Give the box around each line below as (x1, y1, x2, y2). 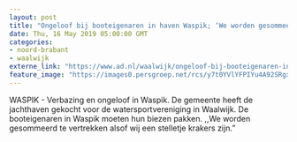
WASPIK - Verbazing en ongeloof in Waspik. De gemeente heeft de (9, 94, 254, 105)
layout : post (9, 12, 57, 22)
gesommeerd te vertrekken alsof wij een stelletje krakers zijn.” (9, 123, 236, 133)
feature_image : (9, 71, 65, 79)
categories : (9, 37, 53, 47)
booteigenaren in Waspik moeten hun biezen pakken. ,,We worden (9, 113, 251, 123)
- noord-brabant (9, 46, 69, 55)
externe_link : (9, 63, 62, 71)
